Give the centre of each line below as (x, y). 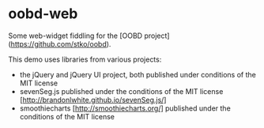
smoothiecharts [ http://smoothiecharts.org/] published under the (125, 108)
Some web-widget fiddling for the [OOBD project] (89, 36)
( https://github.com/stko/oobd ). (60, 43)
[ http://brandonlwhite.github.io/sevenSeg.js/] (93, 100)
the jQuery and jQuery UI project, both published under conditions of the (138, 74)
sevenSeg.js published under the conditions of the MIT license (121, 91)
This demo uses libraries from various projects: (85, 59)
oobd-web (43, 14)
